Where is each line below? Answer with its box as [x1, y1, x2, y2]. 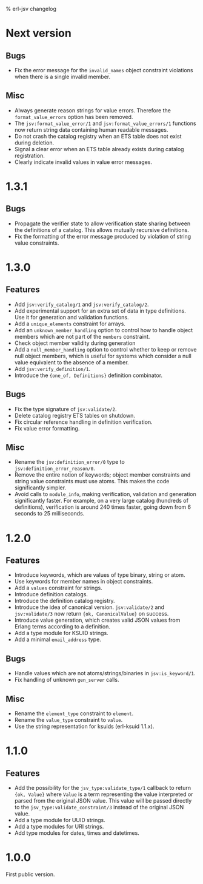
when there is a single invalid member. [14, 73, 110, 80]
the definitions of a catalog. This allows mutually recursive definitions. [14, 226, 189, 233]
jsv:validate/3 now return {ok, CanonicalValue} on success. [14, 610, 169, 617]
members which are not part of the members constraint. [14, 333, 150, 340]
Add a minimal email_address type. [14, 636, 101, 643]
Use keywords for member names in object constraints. [14, 578, 153, 585]
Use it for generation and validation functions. [14, 313, 129, 321]
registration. [14, 152, 45, 159]
